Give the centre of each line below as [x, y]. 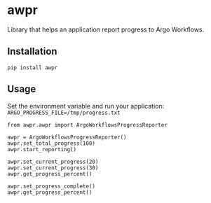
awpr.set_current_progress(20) [53, 162]
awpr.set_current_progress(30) [53, 168]
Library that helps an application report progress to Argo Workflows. [106, 29]
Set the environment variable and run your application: [86, 106]
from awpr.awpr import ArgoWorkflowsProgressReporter [88, 125]
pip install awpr [33, 68]
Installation [32, 51]
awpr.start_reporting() [42, 149]
